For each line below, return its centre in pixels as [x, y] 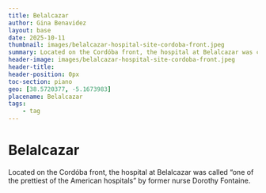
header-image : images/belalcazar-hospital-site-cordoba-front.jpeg [122, 60]
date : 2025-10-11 [37, 38]
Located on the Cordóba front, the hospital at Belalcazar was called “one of [131, 172]
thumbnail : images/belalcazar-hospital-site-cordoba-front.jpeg [116, 45]
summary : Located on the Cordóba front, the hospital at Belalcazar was [131, 52]
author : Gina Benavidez [47, 23]
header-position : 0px [44, 74]
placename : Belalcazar [46, 96]
